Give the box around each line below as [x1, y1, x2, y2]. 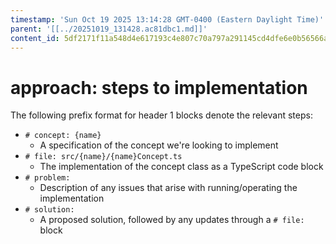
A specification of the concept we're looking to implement [39, 139, 279, 151]
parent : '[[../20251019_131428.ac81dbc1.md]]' [10, 24, 208, 34]
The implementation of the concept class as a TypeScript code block [39, 161, 324, 173]
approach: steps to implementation [10, 76, 308, 99]
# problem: [24, 173, 71, 183]
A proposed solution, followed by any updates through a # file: [39, 214, 305, 226]
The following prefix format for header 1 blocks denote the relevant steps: [10, 109, 313, 121]
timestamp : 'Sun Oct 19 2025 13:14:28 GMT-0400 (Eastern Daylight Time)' [10, 14, 325, 25]
